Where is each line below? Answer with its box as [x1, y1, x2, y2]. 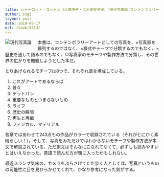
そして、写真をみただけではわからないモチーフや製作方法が [32, 138, 153, 144]
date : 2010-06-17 [5, 21, 41, 26]
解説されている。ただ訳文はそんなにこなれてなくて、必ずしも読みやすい [13, 144, 159, 150]
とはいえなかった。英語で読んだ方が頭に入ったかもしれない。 [5, 150, 130, 156]
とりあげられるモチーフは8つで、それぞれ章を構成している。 [5, 68, 127, 74]
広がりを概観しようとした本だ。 [13, 58, 78, 64]
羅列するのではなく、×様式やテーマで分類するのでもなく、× [37, 45, 159, 51]
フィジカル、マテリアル [12, 121, 60, 127]
